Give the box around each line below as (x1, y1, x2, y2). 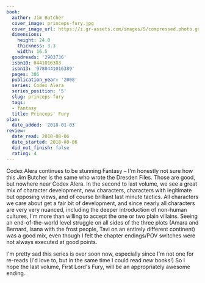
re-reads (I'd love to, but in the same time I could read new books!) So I (6, 256, 185, 264)
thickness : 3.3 (17, 43, 56, 49)
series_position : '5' (12, 88, 67, 94)
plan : (6, 116, 20, 122)
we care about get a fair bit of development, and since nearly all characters (6, 199, 195, 207)
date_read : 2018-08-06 (12, 133, 70, 140)
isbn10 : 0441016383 (12, 60, 62, 66)
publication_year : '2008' (12, 77, 78, 83)
